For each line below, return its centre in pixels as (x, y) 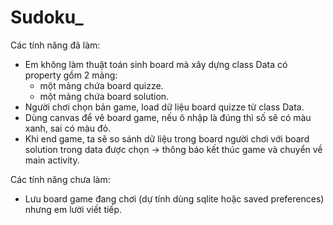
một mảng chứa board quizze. (101, 85)
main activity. (52, 160)
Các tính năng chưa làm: (60, 179)
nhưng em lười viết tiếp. (73, 209)
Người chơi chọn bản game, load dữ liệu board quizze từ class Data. (164, 107)
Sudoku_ (47, 17)
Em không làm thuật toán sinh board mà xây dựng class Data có (156, 64)
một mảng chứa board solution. (104, 96)
